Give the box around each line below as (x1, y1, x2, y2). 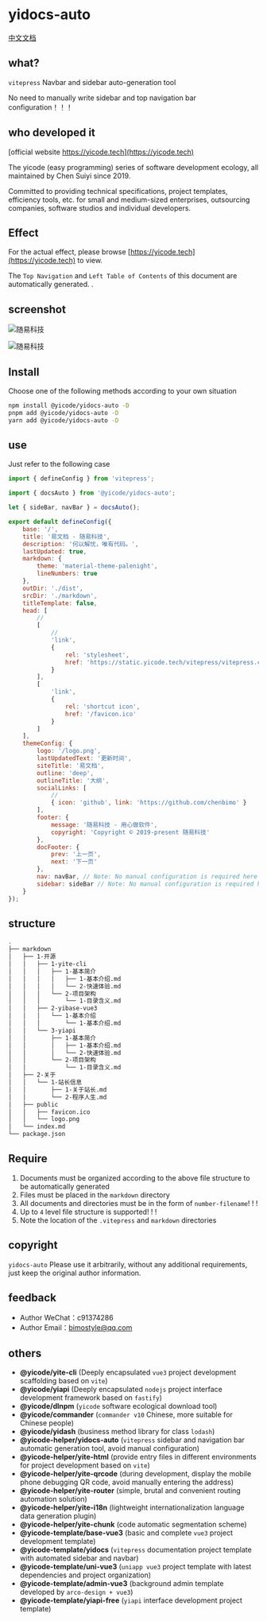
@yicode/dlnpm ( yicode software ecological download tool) (19, 1402, 218, 1411)
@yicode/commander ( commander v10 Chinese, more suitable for (19, 1410, 233, 1420)
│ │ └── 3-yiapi (8, 1026, 77, 1034)
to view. (76, 256, 103, 266)
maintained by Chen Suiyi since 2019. (8, 171, 131, 180)
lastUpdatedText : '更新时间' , (37, 754, 133, 762)
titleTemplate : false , (22, 599, 98, 607)
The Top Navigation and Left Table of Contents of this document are (8, 271, 238, 281)
